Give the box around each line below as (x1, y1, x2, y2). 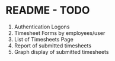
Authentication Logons (14, 23, 70, 30)
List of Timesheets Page (14, 36, 74, 43)
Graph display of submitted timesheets (14, 48, 109, 55)
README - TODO (5, 4, 90, 17)
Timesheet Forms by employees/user (14, 29, 106, 36)
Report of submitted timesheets (14, 42, 92, 49)
